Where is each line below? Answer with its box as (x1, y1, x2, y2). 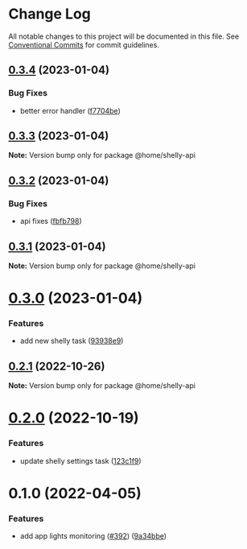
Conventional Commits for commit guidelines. (8, 39, 159, 49)
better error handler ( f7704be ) (19, 105, 121, 115)
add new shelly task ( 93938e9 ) (19, 336, 124, 346)
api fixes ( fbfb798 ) (19, 217, 82, 226)
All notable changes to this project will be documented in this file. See (8, 31, 240, 41)
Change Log (8, 5, 91, 23)
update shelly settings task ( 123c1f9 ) (19, 456, 142, 465)
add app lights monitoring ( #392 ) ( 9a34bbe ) (19, 531, 167, 541)
